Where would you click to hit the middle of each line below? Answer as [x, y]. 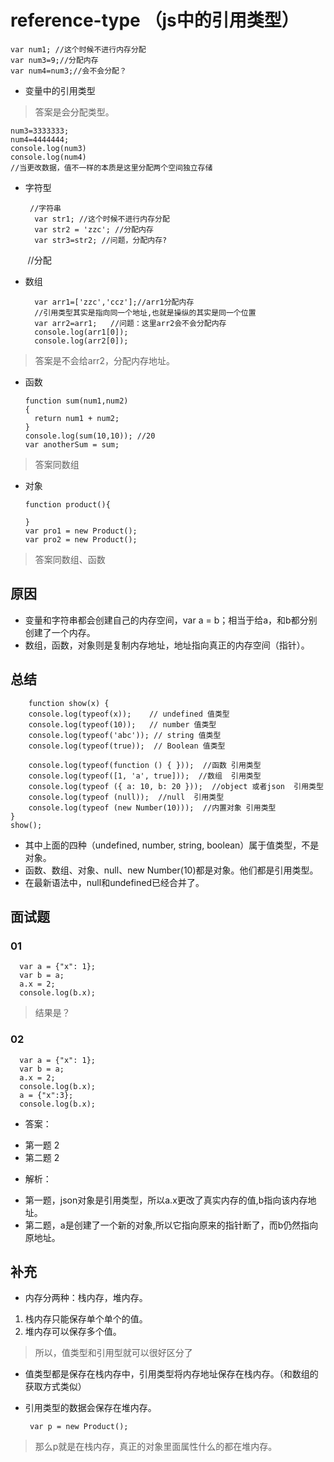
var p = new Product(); [79, 1427]
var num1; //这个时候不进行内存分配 [78, 49]
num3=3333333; [40, 131]
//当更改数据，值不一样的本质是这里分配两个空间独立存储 [111, 167]
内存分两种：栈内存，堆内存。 [86, 1298]
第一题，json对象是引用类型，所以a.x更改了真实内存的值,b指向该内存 [166, 1200]
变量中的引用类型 [60, 90]
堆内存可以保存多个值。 [73, 1332]
